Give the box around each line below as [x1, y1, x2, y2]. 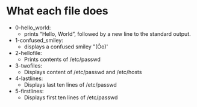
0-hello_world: [14, 24, 51, 31]
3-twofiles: [14, 62, 42, 69]
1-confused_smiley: [14, 36, 63, 44]
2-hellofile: [14, 49, 42, 56]
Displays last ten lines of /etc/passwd [23, 81, 117, 88]
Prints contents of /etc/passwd [23, 56, 101, 63]
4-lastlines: [14, 75, 43, 82]
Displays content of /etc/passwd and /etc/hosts [23, 68, 142, 75]
